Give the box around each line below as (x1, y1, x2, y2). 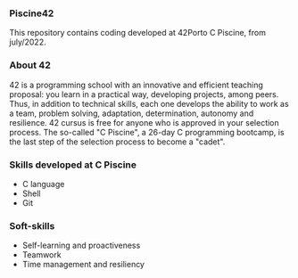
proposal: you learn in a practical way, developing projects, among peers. (9, 88, 279, 100)
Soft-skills (9, 219, 55, 232)
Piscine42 (9, 7, 54, 20)
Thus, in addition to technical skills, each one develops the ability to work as (9, 98, 289, 109)
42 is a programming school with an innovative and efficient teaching (9, 79, 263, 90)
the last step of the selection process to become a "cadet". (9, 136, 226, 147)
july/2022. (9, 37, 46, 47)
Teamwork (21, 249, 62, 260)
